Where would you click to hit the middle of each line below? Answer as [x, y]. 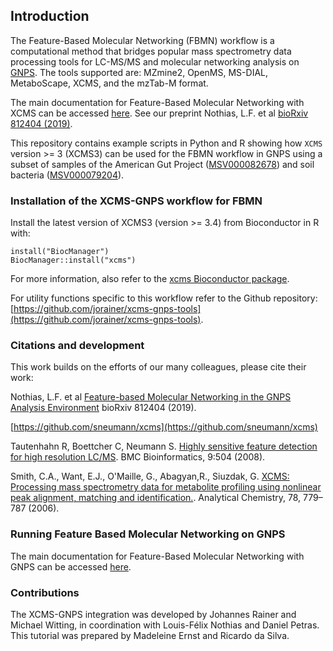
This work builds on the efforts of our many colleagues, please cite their [158, 367]
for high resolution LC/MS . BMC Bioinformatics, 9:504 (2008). [138, 457]
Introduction [50, 16]
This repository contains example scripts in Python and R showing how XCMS [166, 143]
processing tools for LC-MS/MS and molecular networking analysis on [155, 61]
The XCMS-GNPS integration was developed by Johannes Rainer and [153, 614]
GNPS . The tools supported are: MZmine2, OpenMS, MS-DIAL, [139, 72]
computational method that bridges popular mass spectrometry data [151, 51]
